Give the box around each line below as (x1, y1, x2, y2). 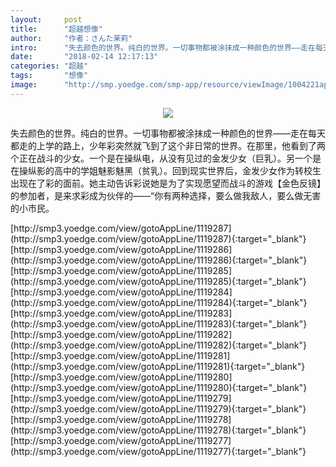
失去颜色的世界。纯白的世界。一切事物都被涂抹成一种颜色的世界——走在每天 (10, 127, 326, 139)
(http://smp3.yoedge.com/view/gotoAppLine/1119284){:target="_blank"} (10, 296, 308, 308)
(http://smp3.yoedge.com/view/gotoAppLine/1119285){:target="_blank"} (10, 275, 307, 287)
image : (10, 80, 38, 90)
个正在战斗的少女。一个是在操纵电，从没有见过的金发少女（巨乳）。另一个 (10, 152, 313, 164)
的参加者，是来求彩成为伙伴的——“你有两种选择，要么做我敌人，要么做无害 (10, 189, 322, 201)
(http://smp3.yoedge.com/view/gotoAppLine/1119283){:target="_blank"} (10, 317, 308, 330)
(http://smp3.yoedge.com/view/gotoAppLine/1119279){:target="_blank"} (10, 402, 307, 415)
